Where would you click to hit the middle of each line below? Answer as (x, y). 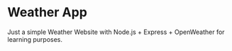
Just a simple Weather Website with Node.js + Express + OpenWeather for (116, 32)
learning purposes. (35, 39)
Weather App (47, 12)
